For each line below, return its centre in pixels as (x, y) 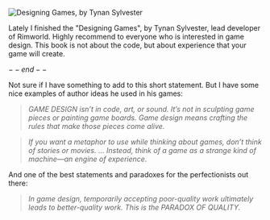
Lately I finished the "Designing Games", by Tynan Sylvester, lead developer (134, 28)
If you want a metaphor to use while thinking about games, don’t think (145, 142)
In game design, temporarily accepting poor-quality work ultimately (141, 199)
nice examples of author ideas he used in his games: (96, 93)
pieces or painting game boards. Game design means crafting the (138, 118)
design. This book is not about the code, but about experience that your (128, 45)
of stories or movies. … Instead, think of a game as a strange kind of (142, 150)
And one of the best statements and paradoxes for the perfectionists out (129, 174)
